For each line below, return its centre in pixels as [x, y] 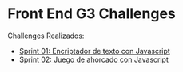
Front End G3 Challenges [92, 14]
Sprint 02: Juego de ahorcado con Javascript [94, 59]
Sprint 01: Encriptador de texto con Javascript [95, 51]
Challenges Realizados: [46, 36]
